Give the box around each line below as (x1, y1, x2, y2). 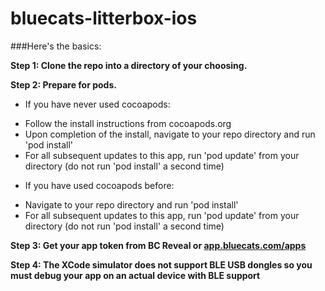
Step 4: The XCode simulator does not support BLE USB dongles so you (10, 258, 313, 271)
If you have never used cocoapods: (24, 98, 171, 110)
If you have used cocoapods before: (24, 179, 175, 191)
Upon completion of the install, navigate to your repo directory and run (24, 128, 316, 140)
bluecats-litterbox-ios (10, 7, 198, 30)
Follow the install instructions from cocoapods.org (24, 117, 232, 129)
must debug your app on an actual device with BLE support (10, 269, 261, 281)
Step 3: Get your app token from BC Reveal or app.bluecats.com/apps (10, 239, 307, 251)
